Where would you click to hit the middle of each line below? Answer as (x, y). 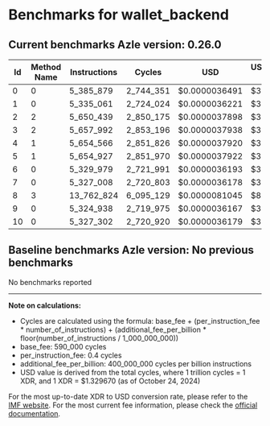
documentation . (35, 413)
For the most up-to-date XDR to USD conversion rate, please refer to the (128, 396)
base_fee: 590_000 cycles (63, 346)
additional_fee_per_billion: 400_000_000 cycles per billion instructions (135, 363)
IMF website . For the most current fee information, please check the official (133, 405)
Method (46, 67)
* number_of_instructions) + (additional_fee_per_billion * (113, 329)
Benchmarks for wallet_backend (119, 15)
